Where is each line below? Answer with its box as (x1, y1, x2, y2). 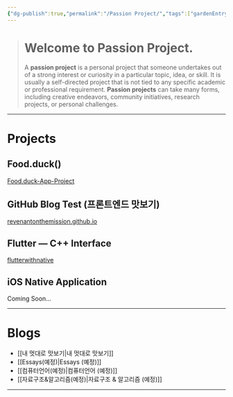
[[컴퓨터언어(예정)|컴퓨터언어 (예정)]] (17, 366, 118, 375)
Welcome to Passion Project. (24, 40, 193, 56)
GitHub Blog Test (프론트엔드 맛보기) (7, 198, 160, 210)
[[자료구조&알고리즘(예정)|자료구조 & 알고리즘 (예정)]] (17, 375, 162, 383)
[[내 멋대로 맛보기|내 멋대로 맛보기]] (17, 348, 114, 357)
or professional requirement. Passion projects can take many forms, (24, 85, 220, 94)
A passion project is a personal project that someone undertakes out (24, 63, 222, 71)
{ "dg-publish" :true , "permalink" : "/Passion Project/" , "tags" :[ (7, 10, 191, 17)
